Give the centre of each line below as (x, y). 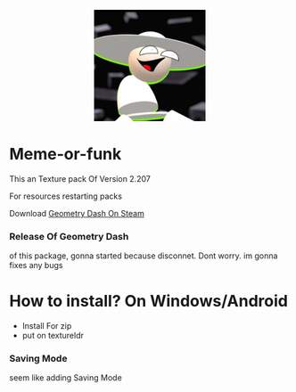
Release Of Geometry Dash (69, 236)
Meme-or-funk (66, 155)
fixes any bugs (36, 265)
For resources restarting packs (66, 196)
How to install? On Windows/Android (148, 302)
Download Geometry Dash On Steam (77, 213)
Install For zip (47, 326)
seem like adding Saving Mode (66, 378)
